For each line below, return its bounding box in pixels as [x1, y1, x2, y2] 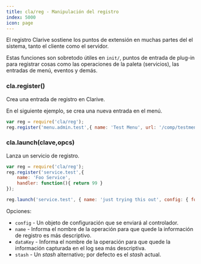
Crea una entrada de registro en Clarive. [6, 95, 105, 102]
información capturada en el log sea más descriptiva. [14, 244, 147, 251]
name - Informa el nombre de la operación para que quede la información [14, 225, 193, 232]
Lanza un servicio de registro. [6, 152, 80, 159]
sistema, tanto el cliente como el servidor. [6, 43, 109, 50]
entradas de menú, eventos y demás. [6, 67, 98, 74]
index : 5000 [6, 14, 36, 20]
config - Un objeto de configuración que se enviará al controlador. [14, 219, 179, 226]
